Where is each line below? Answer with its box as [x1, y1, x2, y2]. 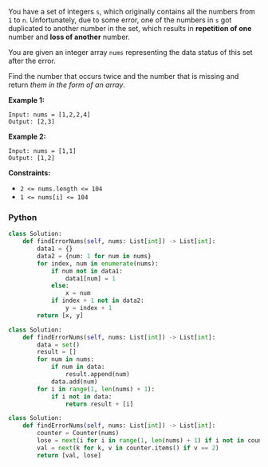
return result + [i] [65, 400, 134, 408]
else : [50, 282, 69, 290]
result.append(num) [65, 371, 130, 379]
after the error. [8, 56, 56, 65]
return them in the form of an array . [8, 80, 126, 89]
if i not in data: [50, 392, 112, 401]
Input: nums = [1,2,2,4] [8, 111, 91, 119]
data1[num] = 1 [65, 274, 116, 282]
